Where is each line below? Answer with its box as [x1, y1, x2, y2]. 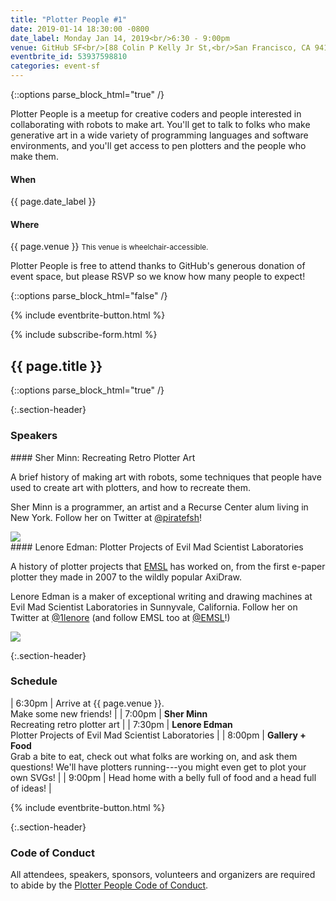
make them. [10, 151, 59, 162]
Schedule [10, 674, 58, 688]
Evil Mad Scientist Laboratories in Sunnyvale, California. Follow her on [10, 601, 298, 613]
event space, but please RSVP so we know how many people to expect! [10, 271, 306, 283]
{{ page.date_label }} [10, 196, 97, 208]
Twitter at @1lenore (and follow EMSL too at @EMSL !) [10, 611, 231, 623]
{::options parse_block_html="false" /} [10, 290, 168, 302]
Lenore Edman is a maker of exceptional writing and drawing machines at [10, 590, 313, 602]
